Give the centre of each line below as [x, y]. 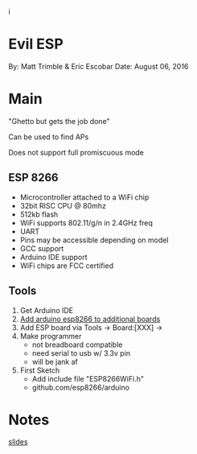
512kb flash [39, 214]
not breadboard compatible [77, 345]
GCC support [42, 248]
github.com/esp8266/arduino [81, 387]
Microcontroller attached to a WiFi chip [84, 197]
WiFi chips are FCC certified [67, 266]
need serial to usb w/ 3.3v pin [81, 353]
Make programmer [51, 336]
